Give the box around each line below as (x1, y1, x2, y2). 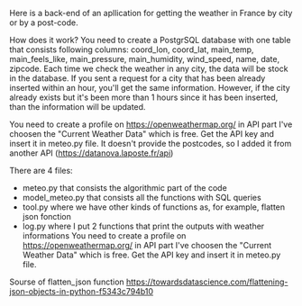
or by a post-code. (9, 17, 78, 28)
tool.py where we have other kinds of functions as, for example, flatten (22, 202, 286, 212)
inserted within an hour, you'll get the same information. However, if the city (9, 83, 290, 93)
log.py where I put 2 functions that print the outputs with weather (22, 220, 265, 231)
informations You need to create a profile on (22, 230, 187, 241)
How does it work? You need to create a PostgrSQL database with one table (9, 35, 291, 45)
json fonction (22, 211, 72, 221)
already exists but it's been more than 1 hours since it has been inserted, (9, 92, 279, 103)
